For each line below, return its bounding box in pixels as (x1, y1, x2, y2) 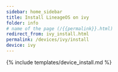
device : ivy (6, 43, 36, 49)
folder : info (6, 20, 39, 26)
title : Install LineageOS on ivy (6, 14, 89, 20)
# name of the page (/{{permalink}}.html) (6, 25, 113, 32)
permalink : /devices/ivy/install (6, 37, 89, 43)
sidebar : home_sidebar (6, 8, 63, 15)
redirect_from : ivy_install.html (6, 31, 89, 37)
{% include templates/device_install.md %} (6, 58, 112, 66)
